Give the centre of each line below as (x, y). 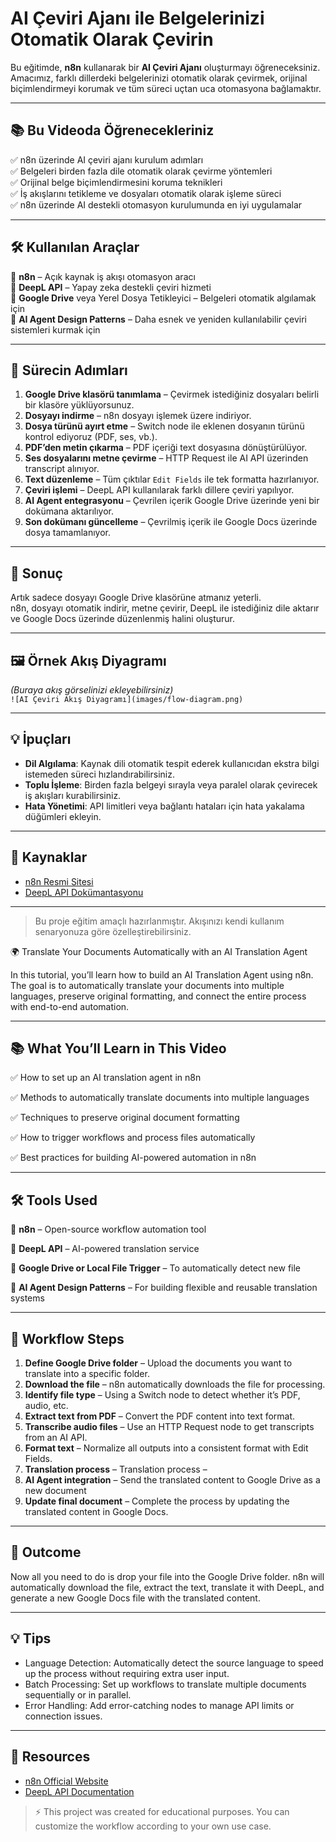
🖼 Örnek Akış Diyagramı (88, 660)
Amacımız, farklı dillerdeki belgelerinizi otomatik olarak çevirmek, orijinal (159, 78)
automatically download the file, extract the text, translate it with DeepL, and (167, 1587)
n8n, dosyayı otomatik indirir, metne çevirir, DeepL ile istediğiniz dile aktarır (165, 608)
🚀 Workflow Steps (67, 1338)
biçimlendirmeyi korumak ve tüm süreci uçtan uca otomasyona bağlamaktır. (166, 88)
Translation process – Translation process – (116, 1469)
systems (27, 1298)
